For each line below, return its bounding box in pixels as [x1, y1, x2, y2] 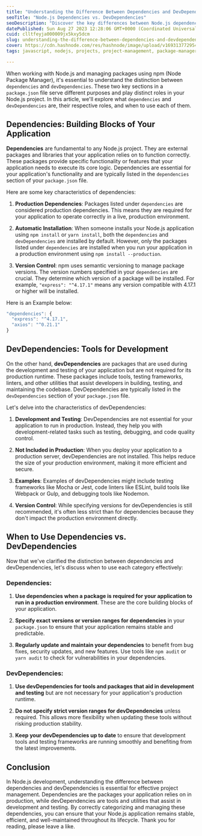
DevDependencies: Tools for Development [6, 344, 168, 354]
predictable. [14, 629, 45, 637]
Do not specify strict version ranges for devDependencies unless [14, 707, 181, 714]
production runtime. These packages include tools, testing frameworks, [6, 373, 183, 380]
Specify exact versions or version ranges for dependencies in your [14, 617, 185, 624]
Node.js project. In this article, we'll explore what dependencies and [6, 95, 171, 102]
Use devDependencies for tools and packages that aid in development [14, 683, 194, 690]
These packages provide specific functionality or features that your [6, 157, 173, 164]
